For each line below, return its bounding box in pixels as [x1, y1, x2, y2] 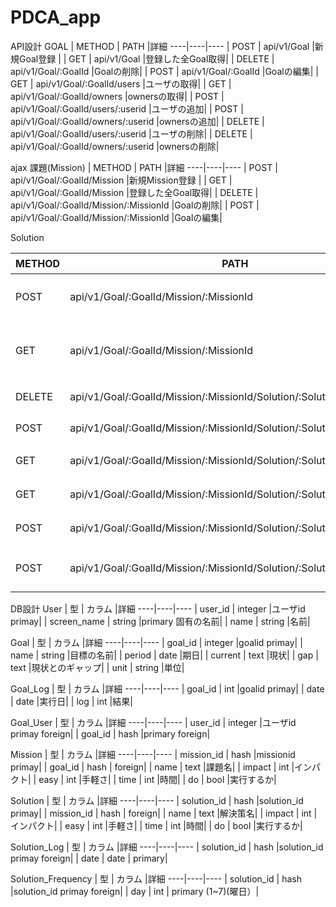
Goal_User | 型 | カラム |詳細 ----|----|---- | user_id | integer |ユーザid [10, 716, 297, 728]
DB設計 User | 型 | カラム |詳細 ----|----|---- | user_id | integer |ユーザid [10, 602, 306, 615]
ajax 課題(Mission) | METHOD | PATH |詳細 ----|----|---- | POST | [10, 161, 278, 173]
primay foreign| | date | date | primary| [10, 852, 168, 864]
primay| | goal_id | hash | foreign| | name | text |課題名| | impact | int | [10, 761, 295, 773]
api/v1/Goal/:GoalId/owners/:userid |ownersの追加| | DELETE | [10, 115, 265, 127]
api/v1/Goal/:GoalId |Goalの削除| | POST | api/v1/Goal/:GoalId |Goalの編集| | [10, 65, 319, 77]
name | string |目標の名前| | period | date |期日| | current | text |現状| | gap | [10, 649, 319, 661]
